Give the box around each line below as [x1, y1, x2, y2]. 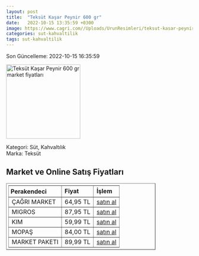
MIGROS [11, 207, 36, 216]
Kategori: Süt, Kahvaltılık [6, 144, 66, 150]
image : [6, 25, 23, 31]
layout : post [6, 8, 38, 15]
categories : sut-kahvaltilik [6, 31, 78, 37]
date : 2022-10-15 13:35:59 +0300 [6, 20, 94, 26]
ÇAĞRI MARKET [11, 197, 56, 206]
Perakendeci [11, 187, 47, 195]
